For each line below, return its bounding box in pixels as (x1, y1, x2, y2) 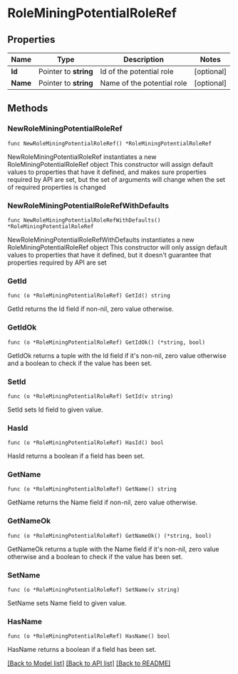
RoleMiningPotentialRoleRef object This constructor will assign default (7, 160, 214, 168)
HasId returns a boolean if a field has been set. (7, 451, 145, 461)
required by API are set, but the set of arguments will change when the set (7, 175, 226, 183)
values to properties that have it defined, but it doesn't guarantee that (7, 250, 212, 259)
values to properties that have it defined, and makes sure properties (7, 168, 207, 176)
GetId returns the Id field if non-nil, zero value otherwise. (7, 305, 175, 313)
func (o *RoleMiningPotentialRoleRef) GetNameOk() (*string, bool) (7, 532, 212, 539)
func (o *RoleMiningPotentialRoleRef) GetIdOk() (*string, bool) (7, 339, 205, 346)
